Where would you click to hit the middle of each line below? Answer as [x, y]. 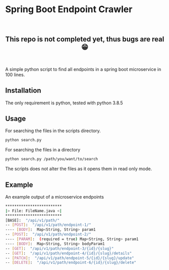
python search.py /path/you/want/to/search [52, 159]
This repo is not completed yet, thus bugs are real [85, 39]
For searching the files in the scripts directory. [53, 131]
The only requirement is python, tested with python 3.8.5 [64, 103]
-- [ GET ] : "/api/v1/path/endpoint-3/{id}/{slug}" [60, 248]
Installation [23, 90]
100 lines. [15, 74]
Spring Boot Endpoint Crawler [69, 9]
